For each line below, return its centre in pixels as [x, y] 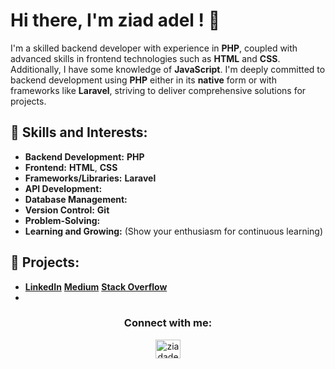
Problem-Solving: [62, 220]
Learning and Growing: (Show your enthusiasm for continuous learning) [174, 231]
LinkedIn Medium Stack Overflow [96, 286]
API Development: [63, 188]
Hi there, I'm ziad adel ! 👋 [115, 20]
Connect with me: [168, 323]
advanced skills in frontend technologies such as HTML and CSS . [145, 58]
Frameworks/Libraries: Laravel [90, 178]
